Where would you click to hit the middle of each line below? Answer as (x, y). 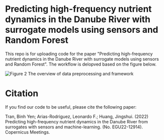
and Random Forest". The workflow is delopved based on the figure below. (81, 64)
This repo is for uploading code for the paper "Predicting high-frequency (79, 54)
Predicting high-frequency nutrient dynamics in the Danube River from (77, 121)
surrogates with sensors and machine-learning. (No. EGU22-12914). (74, 127)
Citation (22, 93)
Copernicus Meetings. (28, 132)
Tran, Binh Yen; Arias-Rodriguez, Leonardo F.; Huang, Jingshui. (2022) (77, 117)
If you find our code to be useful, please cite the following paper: (71, 107)
